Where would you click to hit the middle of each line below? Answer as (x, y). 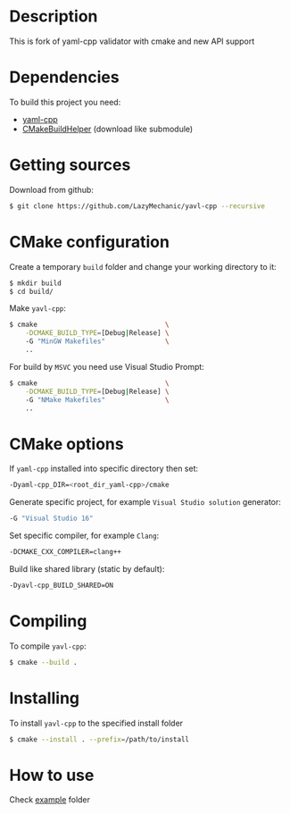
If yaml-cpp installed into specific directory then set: (104, 469)
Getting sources (70, 165)
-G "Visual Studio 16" (51, 519)
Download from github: (51, 189)
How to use (52, 775)
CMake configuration (89, 242)
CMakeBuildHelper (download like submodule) (108, 129)
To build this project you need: (65, 102)
